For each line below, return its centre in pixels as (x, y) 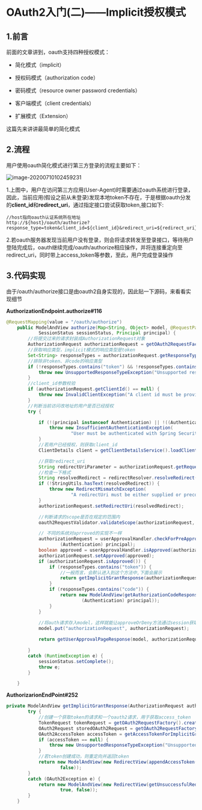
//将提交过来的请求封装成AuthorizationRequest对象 (87, 339)
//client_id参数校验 (52, 384)
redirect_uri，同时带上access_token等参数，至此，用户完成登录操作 (90, 255)
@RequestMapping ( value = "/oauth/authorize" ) (64, 322)
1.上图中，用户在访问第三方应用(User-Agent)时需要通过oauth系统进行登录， (100, 190)
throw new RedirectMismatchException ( (98, 489)
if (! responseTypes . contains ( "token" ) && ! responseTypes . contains (113, 367)
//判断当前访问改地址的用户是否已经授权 (71, 406)
